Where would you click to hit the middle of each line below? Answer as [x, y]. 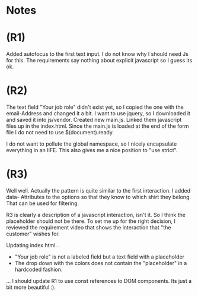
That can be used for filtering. [42, 203]
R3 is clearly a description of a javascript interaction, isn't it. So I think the [96, 215]
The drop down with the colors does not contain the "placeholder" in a [101, 263]
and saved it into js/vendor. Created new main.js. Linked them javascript [94, 120]
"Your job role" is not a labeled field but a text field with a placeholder [100, 257]
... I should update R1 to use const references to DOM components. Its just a [99, 281]
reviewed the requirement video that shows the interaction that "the [89, 227]
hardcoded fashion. [39, 269]
